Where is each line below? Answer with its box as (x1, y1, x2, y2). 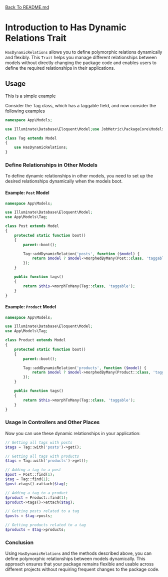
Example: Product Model (5, 303, 56, 310)
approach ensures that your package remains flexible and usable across (5, 561, 154, 567)
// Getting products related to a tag (5, 522, 86, 528)
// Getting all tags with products (5, 454, 79, 459)
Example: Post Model (5, 189, 49, 196)
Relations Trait (5, 33, 66, 44)
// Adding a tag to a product (5, 490, 68, 495)
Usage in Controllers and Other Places (5, 419, 100, 426)
